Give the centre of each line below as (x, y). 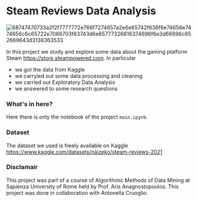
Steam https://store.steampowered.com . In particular (71, 58)
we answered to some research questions (66, 88)
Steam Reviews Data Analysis (81, 11)
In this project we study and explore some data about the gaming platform (97, 51)
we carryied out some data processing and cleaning (79, 76)
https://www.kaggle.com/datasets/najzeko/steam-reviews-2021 (84, 152)
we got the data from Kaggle (50, 69)
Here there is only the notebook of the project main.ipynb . (77, 117)
